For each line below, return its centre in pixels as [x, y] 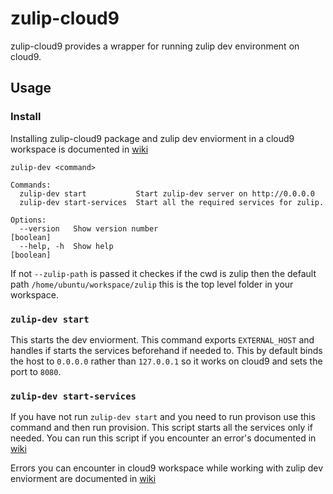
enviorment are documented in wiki [83, 479]
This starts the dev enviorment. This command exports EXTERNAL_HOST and [162, 339]
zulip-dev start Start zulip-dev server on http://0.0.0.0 [167, 193]
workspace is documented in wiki [79, 149]
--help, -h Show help [66, 246]
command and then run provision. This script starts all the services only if [161, 428]
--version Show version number [89, 228]
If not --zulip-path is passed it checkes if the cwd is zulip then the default [163, 273]
